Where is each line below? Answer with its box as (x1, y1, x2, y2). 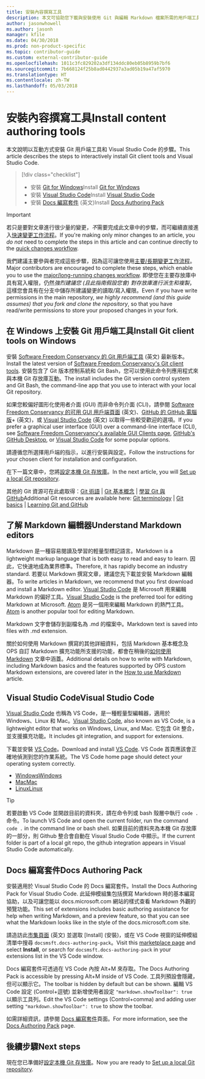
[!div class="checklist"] (21, 171, 81, 178)
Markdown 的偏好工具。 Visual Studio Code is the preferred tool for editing (6, 593, 193, 600)
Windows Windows (15, 772, 62, 779)
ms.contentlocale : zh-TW (6, 77, 70, 83)
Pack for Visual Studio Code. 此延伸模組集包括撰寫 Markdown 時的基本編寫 (6, 890, 195, 897)
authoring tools (6, 125, 86, 138)
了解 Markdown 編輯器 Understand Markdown (6, 520, 182, 531)
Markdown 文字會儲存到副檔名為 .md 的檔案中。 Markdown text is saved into (6, 620, 198, 627)
